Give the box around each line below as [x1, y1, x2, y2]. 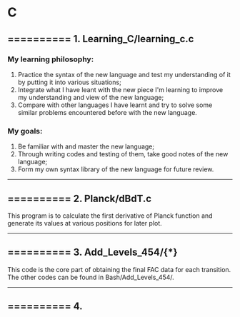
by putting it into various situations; [17, 78, 121, 86]
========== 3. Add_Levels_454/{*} [7, 246, 178, 258]
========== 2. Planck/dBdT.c [7, 192, 152, 204]
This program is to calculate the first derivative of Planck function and [7, 211, 213, 220]
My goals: [7, 126, 43, 136]
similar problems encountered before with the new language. [17, 108, 198, 116]
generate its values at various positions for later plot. [7, 218, 162, 227]
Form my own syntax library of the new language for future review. [17, 165, 214, 173]
